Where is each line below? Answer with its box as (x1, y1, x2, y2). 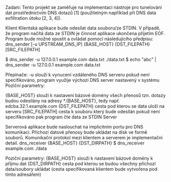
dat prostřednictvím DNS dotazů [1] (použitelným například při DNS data (5, 10, 156, 16)
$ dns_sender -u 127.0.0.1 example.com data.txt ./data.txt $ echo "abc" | (5, 56, 157, 63)
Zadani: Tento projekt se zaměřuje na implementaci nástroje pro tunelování (5, 5, 162, 10)
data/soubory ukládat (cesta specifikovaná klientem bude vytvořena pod (5, 166, 158, 172)
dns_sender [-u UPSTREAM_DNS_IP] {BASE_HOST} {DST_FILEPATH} (5, 41, 150, 47)
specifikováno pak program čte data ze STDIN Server (5, 114, 117, 120)
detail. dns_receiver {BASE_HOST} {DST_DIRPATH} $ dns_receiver (5, 140, 145, 146)
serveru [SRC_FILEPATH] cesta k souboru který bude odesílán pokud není (5, 109, 160, 114)
